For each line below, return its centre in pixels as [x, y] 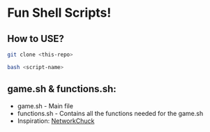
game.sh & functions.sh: [62, 89]
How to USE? [36, 39]
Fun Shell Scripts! [59, 13]
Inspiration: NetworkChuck [56, 121]
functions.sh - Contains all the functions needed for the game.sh [110, 113]
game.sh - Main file [45, 105]
